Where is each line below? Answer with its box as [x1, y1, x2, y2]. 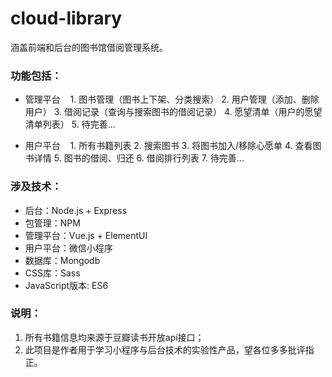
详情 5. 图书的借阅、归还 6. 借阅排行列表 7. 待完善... [33, 152, 245, 164]
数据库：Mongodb [24, 254, 101, 266]
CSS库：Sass [24, 267, 81, 279]
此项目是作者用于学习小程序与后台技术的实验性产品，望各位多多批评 [24, 343, 306, 356]
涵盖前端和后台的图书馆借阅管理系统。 [10, 41, 168, 53]
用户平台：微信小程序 [24, 242, 113, 254]
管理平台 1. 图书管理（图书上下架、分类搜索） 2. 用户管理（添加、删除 [24, 93, 320, 106]
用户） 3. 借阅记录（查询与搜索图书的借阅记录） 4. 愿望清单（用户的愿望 [24, 106, 323, 118]
